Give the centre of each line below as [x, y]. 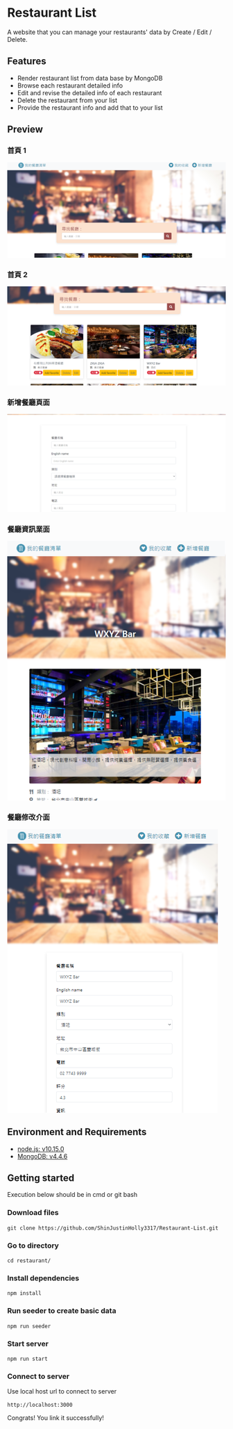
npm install [24, 1293]
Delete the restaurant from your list [67, 100]
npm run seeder [29, 1326]
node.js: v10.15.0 [41, 1149]
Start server [28, 1344]
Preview [25, 130]
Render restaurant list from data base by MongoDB [90, 78]
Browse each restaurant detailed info [70, 85]
